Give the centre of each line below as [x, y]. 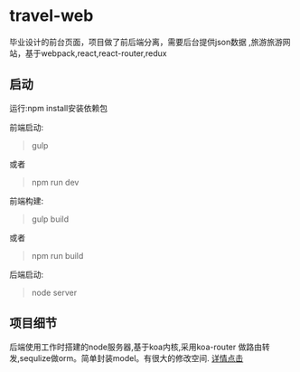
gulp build [50, 219]
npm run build [57, 255]
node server [54, 292]
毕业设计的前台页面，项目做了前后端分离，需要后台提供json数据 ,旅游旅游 [146, 42]
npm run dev [55, 182]
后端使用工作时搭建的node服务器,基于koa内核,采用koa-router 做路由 [136, 347]
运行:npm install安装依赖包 [59, 108]
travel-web [52, 16]
